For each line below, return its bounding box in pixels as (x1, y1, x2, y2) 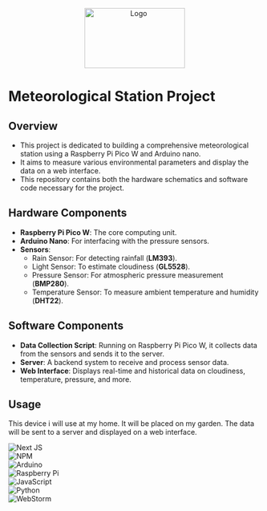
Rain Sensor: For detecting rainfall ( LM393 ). (31, 253, 178, 262)
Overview (8, 119, 59, 132)
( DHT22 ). (31, 295, 64, 305)
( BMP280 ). (31, 278, 70, 288)
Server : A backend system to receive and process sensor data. (19, 357, 229, 367)
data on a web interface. (19, 166, 101, 176)
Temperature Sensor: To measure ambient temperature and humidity (31, 287, 259, 297)
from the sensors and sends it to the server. (19, 349, 165, 359)
